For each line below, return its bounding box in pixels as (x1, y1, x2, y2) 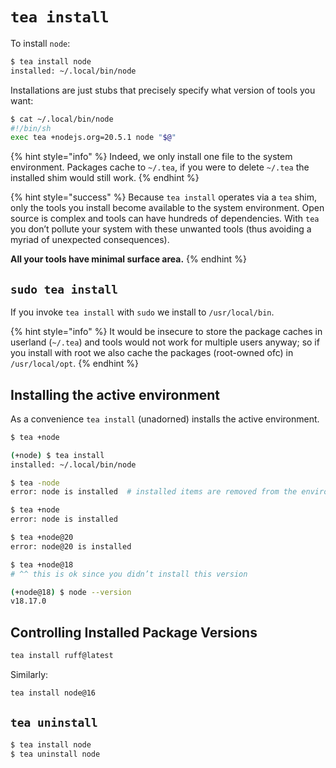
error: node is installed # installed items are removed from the (10, 487, 298, 497)
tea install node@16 (10, 688, 97, 698)
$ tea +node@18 (10, 559, 74, 570)
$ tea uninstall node (10, 749, 101, 759)
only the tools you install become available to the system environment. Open (10, 202, 325, 214)
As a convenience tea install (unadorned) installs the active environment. (10, 413, 320, 425)
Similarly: (10, 669, 49, 680)
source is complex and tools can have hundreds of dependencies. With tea (10, 213, 320, 225)
